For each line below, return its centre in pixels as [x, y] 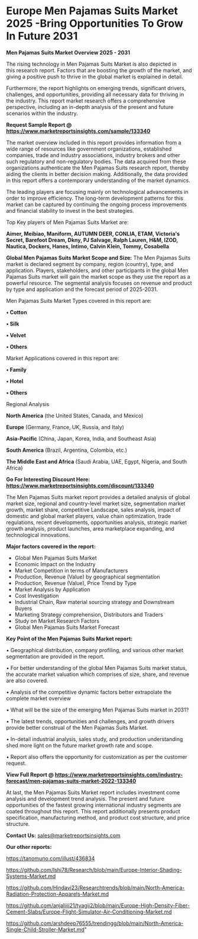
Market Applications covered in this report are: [63, 358]
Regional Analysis [28, 404]
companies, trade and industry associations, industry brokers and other [93, 155]
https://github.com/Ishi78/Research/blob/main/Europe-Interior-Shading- [94, 870]
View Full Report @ [30, 774]
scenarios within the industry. [42, 113]
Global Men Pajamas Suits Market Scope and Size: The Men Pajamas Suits [98, 258]
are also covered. [27, 681]
